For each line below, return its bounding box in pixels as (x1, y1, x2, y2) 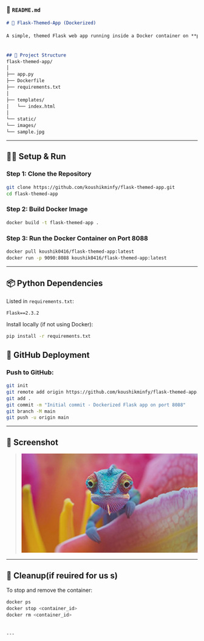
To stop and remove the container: (6, 586, 93, 594)
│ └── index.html (6, 103, 56, 109)
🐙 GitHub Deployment (6, 349, 90, 360)
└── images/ (6, 123, 36, 129)
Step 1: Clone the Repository (6, 170, 92, 178)
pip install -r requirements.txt (6, 333, 91, 339)
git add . (6, 395, 32, 402)
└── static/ (6, 116, 36, 122)
